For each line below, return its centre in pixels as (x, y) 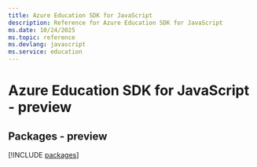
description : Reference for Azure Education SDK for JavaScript (116, 23)
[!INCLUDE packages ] (44, 155)
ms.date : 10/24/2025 (42, 30)
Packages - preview (58, 136)
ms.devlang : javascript (47, 45)
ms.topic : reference (42, 37)
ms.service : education (45, 52)
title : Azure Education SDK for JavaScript (81, 15)
